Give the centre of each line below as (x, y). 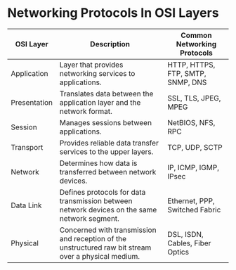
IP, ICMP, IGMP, (194, 167)
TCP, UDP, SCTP (195, 147)
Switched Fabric (194, 210)
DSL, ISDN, (185, 234)
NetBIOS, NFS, (191, 122)
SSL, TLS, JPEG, (194, 98)
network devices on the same (108, 210)
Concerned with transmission (108, 230)
